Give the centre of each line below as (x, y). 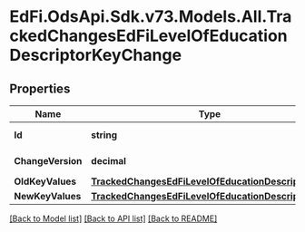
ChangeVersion (48, 161)
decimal (108, 161)
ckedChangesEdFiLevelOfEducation (148, 36)
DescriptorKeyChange (96, 55)
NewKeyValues (48, 196)
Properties (40, 88)
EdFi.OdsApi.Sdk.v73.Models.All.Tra (151, 17)
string (104, 135)
